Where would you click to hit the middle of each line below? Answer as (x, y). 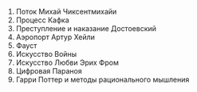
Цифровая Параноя (49, 71)
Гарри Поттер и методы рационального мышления (102, 80)
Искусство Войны (46, 54)
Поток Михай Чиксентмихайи (66, 12)
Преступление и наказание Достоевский (86, 28)
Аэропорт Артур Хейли (55, 37)
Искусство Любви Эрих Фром (67, 62)
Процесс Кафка (42, 20)
